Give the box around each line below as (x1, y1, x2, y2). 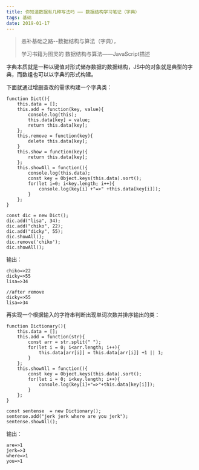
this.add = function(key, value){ (17, 107, 104, 113)
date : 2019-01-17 (6, 20, 50, 26)
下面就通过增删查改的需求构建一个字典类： (6, 84, 113, 91)
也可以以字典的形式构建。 (32, 71, 97, 78)
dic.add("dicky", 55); (6, 229, 64, 235)
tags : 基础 (6, 15, 32, 21)
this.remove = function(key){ (17, 133, 94, 139)
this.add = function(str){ (17, 334, 85, 340)
